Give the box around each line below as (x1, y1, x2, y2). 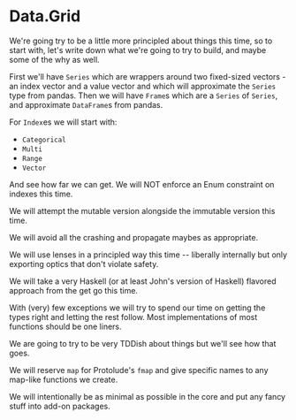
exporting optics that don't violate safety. (9, 258, 159, 269)
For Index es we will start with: (9, 117, 118, 127)
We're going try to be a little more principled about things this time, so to (9, 35, 273, 46)
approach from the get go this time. (9, 285, 139, 295)
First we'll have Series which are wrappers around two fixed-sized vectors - (9, 71, 286, 81)
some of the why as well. (9, 54, 100, 65)
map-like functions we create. (9, 374, 118, 385)
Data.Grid (9, 6, 81, 27)
